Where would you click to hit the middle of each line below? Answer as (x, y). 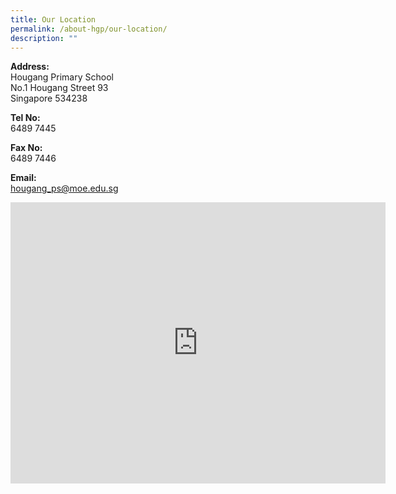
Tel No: (25, 118)
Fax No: (26, 148)
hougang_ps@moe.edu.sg (64, 188)
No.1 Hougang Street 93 (59, 88)
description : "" (44, 38)
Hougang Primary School (62, 77)
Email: (23, 178)
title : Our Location (53, 19)
